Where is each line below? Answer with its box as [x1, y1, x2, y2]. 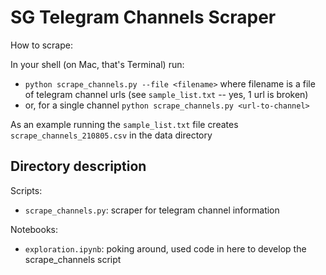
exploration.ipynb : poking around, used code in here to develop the [24, 242, 307, 255]
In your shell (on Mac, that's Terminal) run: [10, 58, 185, 70]
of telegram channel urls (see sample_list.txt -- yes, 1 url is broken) [24, 88, 309, 100]
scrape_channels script [24, 253, 122, 265]
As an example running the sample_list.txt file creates [10, 118, 239, 130]
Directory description [10, 158, 147, 175]
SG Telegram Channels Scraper [10, 6, 277, 29]
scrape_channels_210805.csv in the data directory [10, 129, 213, 141]
